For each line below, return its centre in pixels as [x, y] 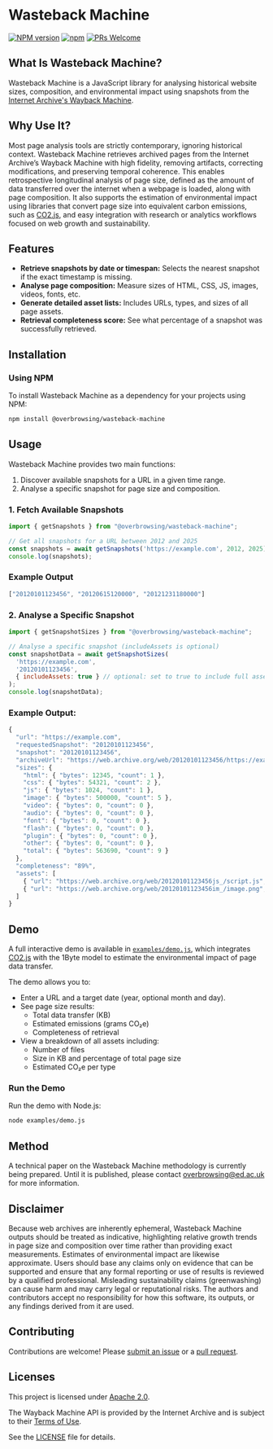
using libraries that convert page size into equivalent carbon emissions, [128, 206]
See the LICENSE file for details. [62, 1437]
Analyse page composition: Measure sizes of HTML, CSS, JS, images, [139, 286]
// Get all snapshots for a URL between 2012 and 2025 [103, 541]
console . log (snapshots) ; [50, 556]
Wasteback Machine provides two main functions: [92, 464]
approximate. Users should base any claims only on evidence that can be [131, 1262]
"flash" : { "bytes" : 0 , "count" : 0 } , [89, 828]
